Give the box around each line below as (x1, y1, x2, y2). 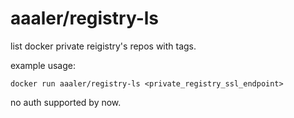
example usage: (10, 59, 76, 71)
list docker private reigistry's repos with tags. (10, 40, 197, 52)
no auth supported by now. (10, 96, 122, 108)
